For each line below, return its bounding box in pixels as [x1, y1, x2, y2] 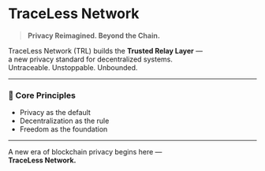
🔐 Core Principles [8, 90, 77, 101]
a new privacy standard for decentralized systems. [8, 54, 174, 64]
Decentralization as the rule [19, 116, 110, 126]
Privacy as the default [19, 108, 91, 117]
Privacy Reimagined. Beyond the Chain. [27, 31, 160, 40]
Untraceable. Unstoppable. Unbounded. [8, 62, 138, 72]
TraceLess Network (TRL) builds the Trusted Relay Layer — [8, 46, 203, 55]
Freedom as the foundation [19, 125, 108, 134]
